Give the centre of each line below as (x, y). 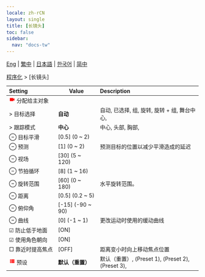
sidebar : (17, 39)
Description (115, 91)
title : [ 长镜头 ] (26, 26)
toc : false (20, 32)
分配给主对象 (32, 100)
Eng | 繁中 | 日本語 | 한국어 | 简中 (47, 64)
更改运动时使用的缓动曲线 (132, 220)
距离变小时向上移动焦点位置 (135, 249)
